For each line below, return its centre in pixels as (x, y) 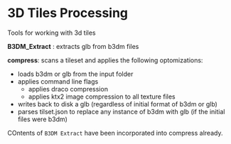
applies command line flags (58, 81)
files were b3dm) (42, 119)
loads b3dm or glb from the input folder (75, 74)
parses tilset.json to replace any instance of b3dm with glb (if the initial (121, 111)
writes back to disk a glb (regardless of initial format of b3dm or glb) (118, 104)
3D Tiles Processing (68, 13)
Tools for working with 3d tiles (52, 33)
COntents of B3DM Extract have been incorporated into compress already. (115, 133)
